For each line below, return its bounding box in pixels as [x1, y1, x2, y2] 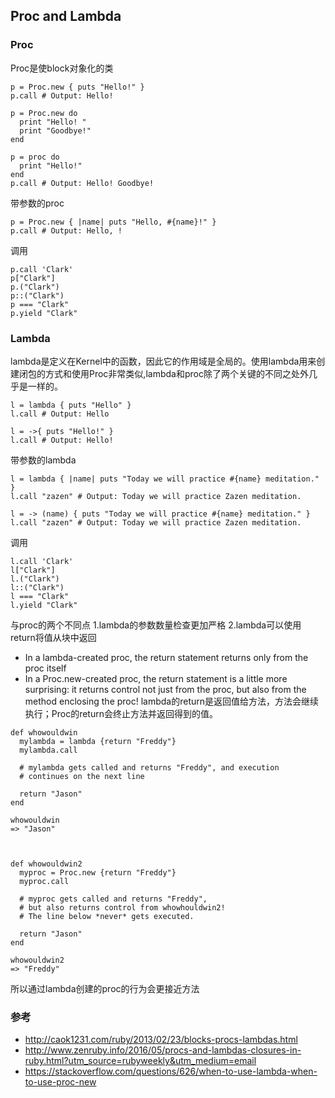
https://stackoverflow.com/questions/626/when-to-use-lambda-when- [24, 1065, 318, 1078]
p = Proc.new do [10, 108, 78, 118]
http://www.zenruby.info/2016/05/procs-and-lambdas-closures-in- [24, 1044, 302, 1056]
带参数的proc [10, 197, 65, 209]
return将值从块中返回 [10, 631, 97, 643]
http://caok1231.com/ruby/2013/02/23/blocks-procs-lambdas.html [24, 1034, 298, 1046]
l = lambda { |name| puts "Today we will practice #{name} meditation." [10, 474, 320, 484]
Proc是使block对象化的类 [10, 62, 114, 74]
